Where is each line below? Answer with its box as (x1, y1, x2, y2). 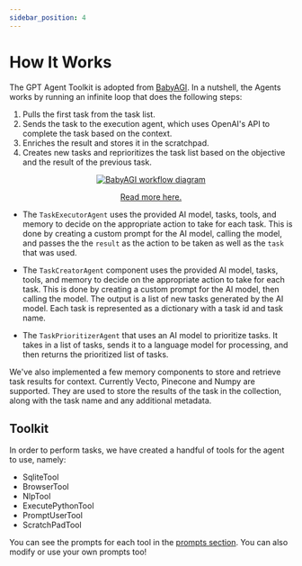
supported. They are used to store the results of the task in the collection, (9, 385, 282, 396)
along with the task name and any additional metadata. (9, 395, 212, 406)
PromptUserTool (22, 510, 84, 521)
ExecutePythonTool (22, 500, 94, 511)
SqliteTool (22, 472, 59, 482)
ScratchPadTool (22, 519, 83, 531)
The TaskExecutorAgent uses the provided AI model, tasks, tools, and (22, 209, 277, 220)
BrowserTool (22, 481, 69, 492)
